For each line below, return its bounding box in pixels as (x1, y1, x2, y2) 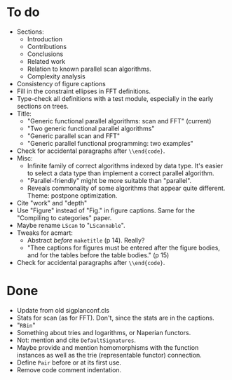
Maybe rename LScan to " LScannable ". (16, 221, 125, 229)
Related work (27, 57, 66, 65)
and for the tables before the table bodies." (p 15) (27, 250, 170, 259)
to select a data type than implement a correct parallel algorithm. (27, 169, 214, 177)
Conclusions (27, 50, 64, 58)
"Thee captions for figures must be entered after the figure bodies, (27, 243, 220, 252)
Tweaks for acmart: (16, 229, 73, 237)
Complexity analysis (27, 72, 86, 81)
